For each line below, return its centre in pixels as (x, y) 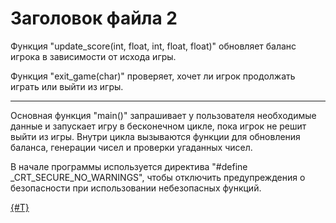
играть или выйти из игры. (67, 86)
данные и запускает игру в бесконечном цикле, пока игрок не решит (158, 126)
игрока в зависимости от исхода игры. (93, 56)
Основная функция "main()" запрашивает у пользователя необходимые (163, 115)
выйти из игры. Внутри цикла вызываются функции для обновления (155, 136)
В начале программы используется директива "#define (129, 166)
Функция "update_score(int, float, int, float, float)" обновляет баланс (153, 46)
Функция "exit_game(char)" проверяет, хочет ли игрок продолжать (153, 76)
